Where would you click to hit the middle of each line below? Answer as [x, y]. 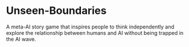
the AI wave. [21, 39]
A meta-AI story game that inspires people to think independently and [90, 27]
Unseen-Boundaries [56, 11]
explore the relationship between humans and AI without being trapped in [95, 32]
